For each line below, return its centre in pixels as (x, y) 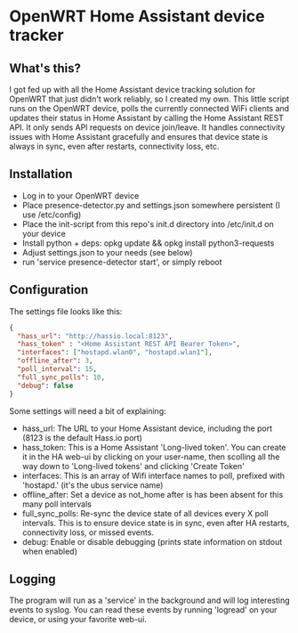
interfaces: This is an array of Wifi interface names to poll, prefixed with (153, 475)
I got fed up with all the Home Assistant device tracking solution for (133, 89)
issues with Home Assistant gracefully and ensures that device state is (139, 137)
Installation (41, 174)
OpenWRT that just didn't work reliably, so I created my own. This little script (149, 99)
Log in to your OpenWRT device (81, 195)
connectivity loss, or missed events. (88, 532)
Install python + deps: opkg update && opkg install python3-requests (148, 243)
